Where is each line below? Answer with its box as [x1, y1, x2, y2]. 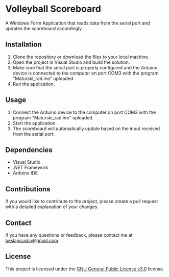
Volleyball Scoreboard [5, 3, 101, 15]
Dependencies [5, 145, 53, 154]
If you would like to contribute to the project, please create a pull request [5, 198, 158, 205]
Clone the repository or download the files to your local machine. [12, 54, 150, 60]
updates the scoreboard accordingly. [5, 25, 83, 31]
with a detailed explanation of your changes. [5, 204, 99, 210]
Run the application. [12, 81, 55, 87]
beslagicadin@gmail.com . [5, 238, 60, 243]
